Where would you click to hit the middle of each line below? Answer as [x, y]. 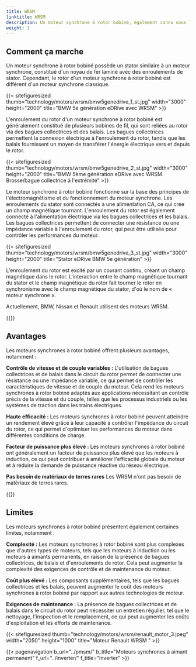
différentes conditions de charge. [46, 435]
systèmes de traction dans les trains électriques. [64, 405]
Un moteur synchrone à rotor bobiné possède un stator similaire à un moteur [98, 66]
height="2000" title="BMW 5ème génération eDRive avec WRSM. [85, 174]
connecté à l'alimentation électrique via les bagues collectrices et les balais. [97, 216]
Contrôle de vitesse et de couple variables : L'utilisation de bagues [87, 368]
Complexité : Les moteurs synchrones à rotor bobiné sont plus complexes [95, 544]
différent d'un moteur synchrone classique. [58, 84]
